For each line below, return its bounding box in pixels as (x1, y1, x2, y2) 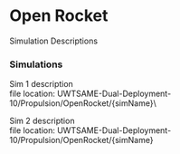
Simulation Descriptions (9, 35, 98, 46)
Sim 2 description (9, 115, 75, 127)
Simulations (9, 58, 63, 71)
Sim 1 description (9, 79, 74, 90)
